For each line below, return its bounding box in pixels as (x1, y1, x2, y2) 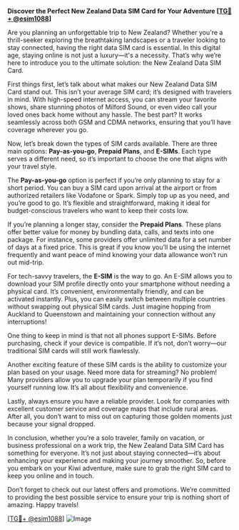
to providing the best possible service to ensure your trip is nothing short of (7, 493, 230, 501)
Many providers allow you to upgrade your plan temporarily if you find (7, 376, 213, 384)
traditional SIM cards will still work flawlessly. (7, 346, 141, 355)
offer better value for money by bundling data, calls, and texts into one (7, 228, 215, 236)
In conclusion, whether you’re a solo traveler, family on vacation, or (7, 434, 205, 442)
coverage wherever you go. (7, 126, 88, 134)
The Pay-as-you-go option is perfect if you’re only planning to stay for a (7, 176, 220, 184)
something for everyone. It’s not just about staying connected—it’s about (7, 449, 221, 457)
